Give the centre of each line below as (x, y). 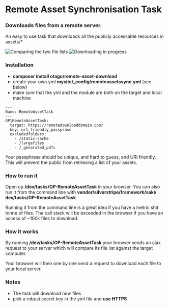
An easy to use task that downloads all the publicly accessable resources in (84, 36)
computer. (16, 253)
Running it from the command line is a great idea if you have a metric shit (82, 207)
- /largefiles (29, 143)
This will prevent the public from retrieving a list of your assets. (71, 162)
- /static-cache (32, 138)
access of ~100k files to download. (42, 219)
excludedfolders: (28, 134)
